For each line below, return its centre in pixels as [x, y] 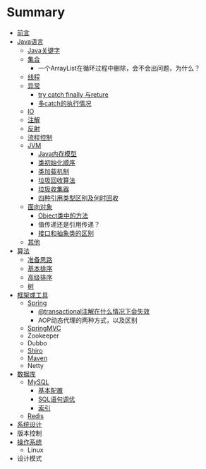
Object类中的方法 [63, 215]
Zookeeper [43, 336]
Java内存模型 [57, 153]
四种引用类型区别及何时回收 [78, 198]
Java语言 [30, 41]
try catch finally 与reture [73, 94]
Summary [36, 12]
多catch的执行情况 [65, 103]
